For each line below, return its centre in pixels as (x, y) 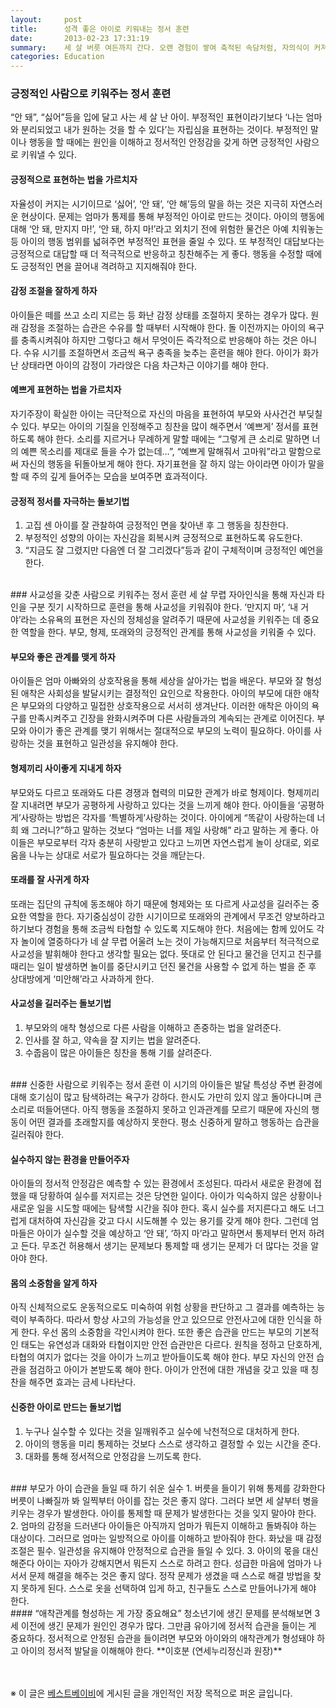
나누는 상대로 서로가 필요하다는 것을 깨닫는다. (117, 855)
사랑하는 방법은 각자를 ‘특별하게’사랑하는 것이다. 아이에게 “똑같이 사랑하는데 (167, 817)
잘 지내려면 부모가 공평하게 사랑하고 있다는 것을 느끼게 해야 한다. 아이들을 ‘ (155, 805)
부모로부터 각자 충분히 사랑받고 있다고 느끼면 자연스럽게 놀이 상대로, (169, 842)
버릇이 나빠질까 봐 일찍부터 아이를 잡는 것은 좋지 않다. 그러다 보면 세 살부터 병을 (165, 1500)
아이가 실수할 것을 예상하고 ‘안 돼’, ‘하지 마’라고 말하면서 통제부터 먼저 (171, 1233)
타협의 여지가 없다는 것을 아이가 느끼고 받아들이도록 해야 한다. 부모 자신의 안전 (162, 1357)
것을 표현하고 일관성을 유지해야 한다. (107, 743)
